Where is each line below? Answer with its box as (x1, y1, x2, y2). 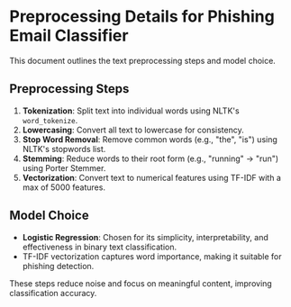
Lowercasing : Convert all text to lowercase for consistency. (22, 124, 245, 135)
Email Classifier (9, 25, 129, 46)
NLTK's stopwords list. (22, 143, 106, 154)
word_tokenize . (22, 114, 78, 125)
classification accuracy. (9, 287, 97, 298)
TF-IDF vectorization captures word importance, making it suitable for (22, 250, 282, 262)
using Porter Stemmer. (22, 162, 106, 173)
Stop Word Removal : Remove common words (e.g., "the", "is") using (22, 133, 277, 145)
